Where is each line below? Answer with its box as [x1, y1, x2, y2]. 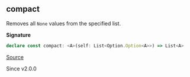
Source [6, 53, 24, 60]
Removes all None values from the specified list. [6, 20, 121, 27]
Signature [6, 31, 31, 38]
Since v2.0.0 [6, 65, 37, 72]
